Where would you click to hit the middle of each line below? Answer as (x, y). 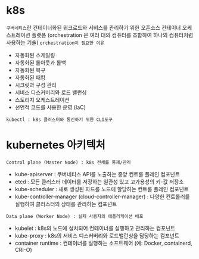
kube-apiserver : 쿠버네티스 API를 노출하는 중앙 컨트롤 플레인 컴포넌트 (97, 174)
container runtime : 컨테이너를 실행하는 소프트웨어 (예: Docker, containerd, (103, 243)
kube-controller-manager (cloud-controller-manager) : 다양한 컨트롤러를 (102, 196)
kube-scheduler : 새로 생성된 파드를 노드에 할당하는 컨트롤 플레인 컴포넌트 (102, 189)
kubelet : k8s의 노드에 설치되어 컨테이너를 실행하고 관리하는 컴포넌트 (95, 228)
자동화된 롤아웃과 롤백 (41, 63)
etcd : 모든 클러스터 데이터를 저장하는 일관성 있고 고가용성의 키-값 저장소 (99, 182)
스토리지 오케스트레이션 (42, 99)
